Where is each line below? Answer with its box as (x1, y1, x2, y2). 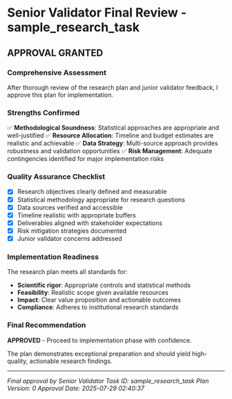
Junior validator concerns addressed (17, 234, 122, 242)
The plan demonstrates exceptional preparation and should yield (7, 349, 191, 358)
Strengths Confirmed (7, 108, 80, 117)
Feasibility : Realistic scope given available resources (17, 289, 169, 297)
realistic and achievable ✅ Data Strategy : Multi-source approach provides (7, 139, 219, 148)
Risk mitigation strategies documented (17, 226, 127, 235)
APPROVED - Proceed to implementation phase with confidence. (7, 336, 192, 344)
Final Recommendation (7, 320, 86, 330)
